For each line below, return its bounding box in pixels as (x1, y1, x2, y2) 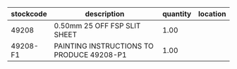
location (198, 9, 226, 18)
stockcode (11, 9, 47, 18)
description (85, 9, 125, 18)
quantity (162, 9, 192, 18)
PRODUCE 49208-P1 (54, 50, 127, 59)
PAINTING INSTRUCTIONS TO (54, 42, 154, 51)
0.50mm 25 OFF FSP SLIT (54, 21, 141, 30)
